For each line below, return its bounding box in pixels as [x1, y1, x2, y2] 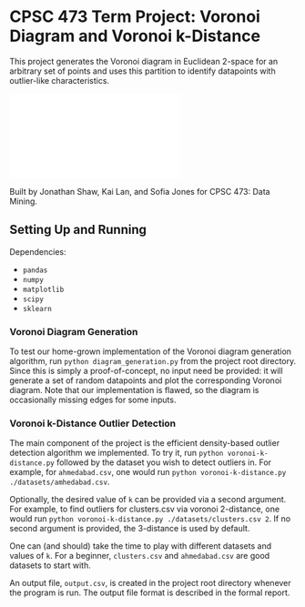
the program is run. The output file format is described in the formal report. [9, 587, 290, 598]
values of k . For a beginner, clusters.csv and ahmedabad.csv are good [9, 551, 270, 561]
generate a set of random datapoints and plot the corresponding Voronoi [9, 375, 282, 386]
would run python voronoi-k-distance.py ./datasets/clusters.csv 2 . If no [9, 513, 291, 524]
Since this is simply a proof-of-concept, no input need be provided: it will [9, 366, 284, 377]
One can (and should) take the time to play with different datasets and [9, 541, 271, 551]
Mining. [9, 196, 38, 207]
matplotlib [22, 285, 65, 294]
